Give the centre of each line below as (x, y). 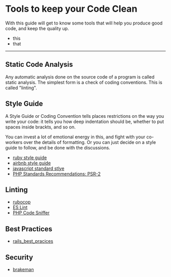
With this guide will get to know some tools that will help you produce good (84, 23)
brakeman (23, 269)
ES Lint (20, 208)
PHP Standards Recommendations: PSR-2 (56, 173)
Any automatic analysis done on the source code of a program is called (80, 77)
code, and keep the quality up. (37, 28)
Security (19, 257)
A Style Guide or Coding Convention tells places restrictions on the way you (85, 116)
